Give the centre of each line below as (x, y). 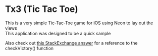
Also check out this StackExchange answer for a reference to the (71, 43)
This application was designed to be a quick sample (58, 33)
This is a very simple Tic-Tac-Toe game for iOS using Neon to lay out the (79, 23)
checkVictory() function (29, 48)
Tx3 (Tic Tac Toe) (42, 9)
